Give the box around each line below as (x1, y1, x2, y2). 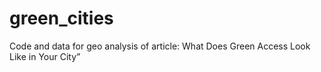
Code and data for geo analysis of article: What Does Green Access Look (9, 40, 311, 52)
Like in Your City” (9, 50, 81, 62)
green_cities (9, 7, 114, 30)
